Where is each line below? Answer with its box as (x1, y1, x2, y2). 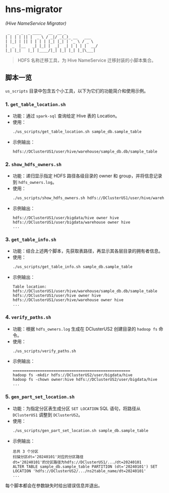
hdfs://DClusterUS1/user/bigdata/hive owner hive (12, 216, 120, 221)
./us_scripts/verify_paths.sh (12, 349, 77, 354)
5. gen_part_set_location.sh (5, 393, 75, 400)
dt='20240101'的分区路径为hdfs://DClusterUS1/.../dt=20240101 (12, 460, 142, 465)
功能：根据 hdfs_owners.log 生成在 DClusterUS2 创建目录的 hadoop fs (12, 326, 158, 332)
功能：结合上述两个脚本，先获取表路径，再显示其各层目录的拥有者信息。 (12, 248, 163, 254)
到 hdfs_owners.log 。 (12, 179, 57, 185)
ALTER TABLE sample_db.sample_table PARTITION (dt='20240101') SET (12, 464, 157, 469)
